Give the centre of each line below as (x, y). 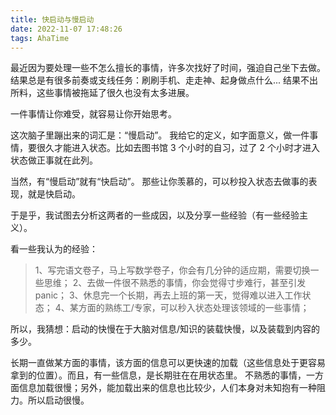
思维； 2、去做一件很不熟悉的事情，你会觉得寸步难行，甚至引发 (175, 283)
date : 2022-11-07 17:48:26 (66, 29)
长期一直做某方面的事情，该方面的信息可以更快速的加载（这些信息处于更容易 (168, 363)
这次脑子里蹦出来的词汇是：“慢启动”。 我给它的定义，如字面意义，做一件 (160, 135)
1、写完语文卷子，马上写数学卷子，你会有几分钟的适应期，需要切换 (172, 270)
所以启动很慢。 (58, 400)
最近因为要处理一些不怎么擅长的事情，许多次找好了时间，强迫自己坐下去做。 (168, 68)
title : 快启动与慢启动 (52, 19)
